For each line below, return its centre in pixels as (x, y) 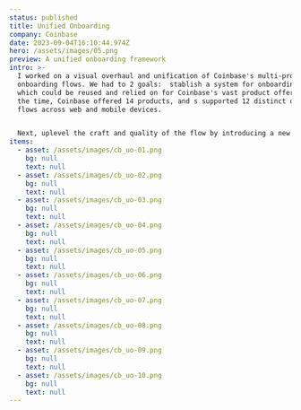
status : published (43, 17)
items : (21, 142)
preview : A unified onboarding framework (88, 59)
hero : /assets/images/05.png (64, 51)
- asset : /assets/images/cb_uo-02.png (90, 175)
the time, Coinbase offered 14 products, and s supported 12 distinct (152, 101)
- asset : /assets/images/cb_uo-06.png (90, 275)
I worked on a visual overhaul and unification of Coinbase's (136, 76)
